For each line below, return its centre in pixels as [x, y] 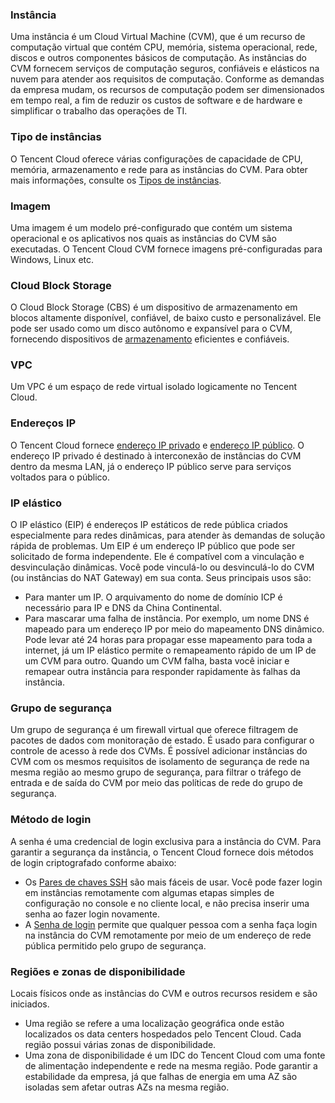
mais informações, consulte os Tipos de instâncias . [116, 180]
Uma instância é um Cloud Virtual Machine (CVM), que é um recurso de [158, 37]
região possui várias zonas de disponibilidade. [120, 1044]
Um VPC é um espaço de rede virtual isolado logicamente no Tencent [154, 387]
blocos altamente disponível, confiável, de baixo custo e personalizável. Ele [166, 318]
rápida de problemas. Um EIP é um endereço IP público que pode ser [153, 546]
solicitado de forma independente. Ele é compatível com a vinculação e [157, 557]
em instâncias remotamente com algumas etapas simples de [149, 892]
